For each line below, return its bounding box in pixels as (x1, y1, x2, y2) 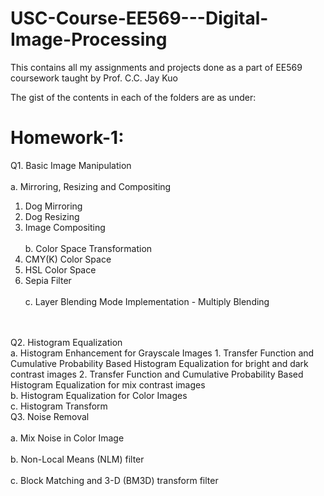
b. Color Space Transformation (24, 242, 153, 254)
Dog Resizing (24, 210, 80, 222)
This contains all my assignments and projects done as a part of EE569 (10, 61, 303, 73)
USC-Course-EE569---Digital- (10, 7, 269, 30)
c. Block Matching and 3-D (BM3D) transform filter (10, 474, 219, 486)
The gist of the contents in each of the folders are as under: (10, 91, 257, 103)
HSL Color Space (24, 263, 97, 276)
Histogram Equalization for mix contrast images (10, 378, 206, 391)
